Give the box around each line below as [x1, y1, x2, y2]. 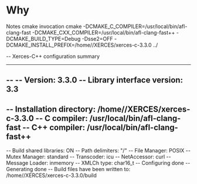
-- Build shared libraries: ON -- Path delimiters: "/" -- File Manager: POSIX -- [6, 147, 191, 154]
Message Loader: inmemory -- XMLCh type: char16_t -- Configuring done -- [6, 159, 191, 166]
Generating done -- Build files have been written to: [6, 166, 131, 173]
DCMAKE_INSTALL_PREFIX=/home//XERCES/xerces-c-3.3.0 [6, 41, 152, 48]
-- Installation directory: [6, 104, 96, 114]
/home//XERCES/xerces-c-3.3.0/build [6, 172, 97, 179]
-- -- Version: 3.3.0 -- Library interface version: [6, 75, 184, 85]
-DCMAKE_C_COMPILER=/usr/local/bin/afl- [83, 23, 188, 30]
